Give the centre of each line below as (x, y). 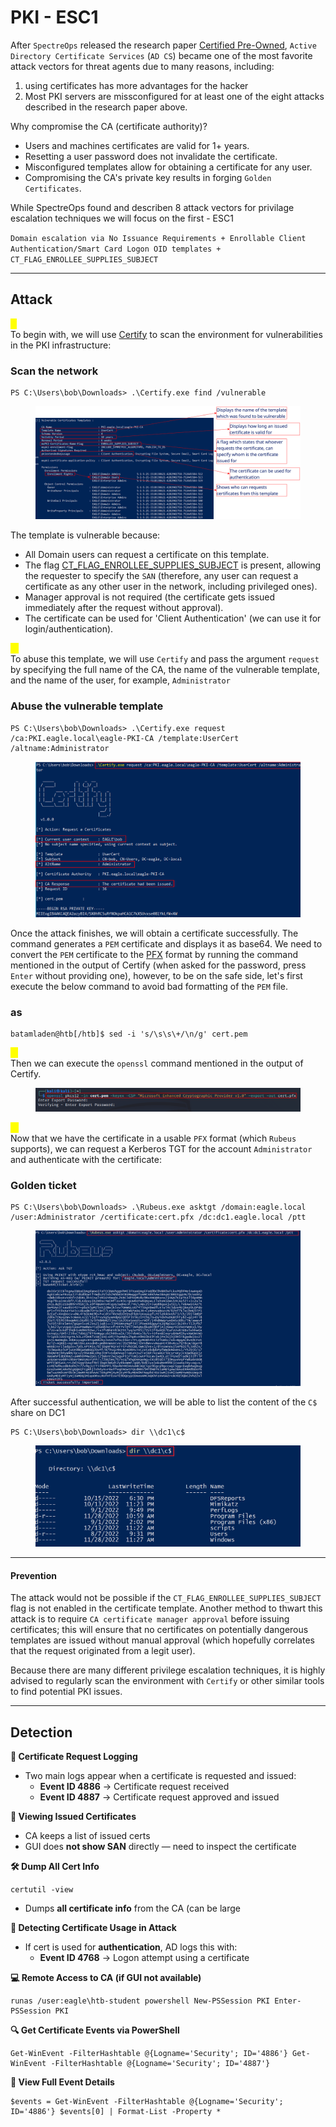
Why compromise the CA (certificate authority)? (109, 126)
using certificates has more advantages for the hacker (136, 85)
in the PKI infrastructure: (61, 345)
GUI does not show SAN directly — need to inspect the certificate (160, 1847)
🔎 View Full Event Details (62, 2082)
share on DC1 (38, 1413)
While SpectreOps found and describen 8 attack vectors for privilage (152, 207)
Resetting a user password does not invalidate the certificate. (151, 156)
